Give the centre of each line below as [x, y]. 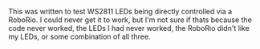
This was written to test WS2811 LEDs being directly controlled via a [120, 11]
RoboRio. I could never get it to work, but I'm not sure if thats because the [130, 20]
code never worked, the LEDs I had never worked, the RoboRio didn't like [129, 28]
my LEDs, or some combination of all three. [79, 36]
